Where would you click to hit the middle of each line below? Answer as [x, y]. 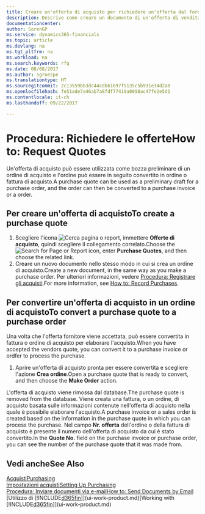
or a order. [19, 194]
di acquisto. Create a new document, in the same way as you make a [101, 270]
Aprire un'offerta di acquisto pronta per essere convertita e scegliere [101, 368]
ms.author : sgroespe [33, 75]
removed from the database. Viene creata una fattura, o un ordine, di [93, 399]
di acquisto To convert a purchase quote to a [92, 312]
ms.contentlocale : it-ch [38, 97]
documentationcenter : [34, 23]
